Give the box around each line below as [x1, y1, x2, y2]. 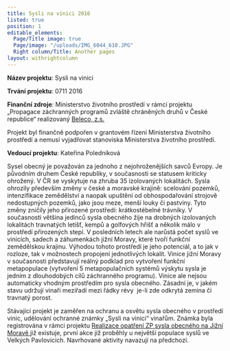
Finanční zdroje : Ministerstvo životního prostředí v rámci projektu [7, 100, 193, 109]
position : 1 [7, 23, 41, 30]
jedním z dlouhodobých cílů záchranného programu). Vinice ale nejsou [7, 271, 207, 280]
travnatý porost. [7, 293, 53, 302]
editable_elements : [7, 29, 63, 36]
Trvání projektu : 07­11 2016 [7, 87, 83, 95]
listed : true [7, 16, 45, 23]
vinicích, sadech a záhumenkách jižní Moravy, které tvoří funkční [7, 235, 191, 243]
